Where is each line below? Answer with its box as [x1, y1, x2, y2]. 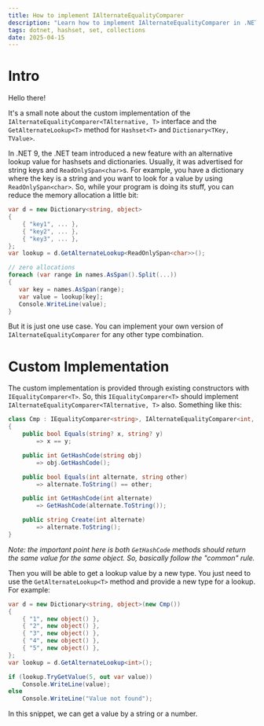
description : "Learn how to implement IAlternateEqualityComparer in [8, 19, 241, 27]
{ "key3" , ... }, [22, 235, 79, 243]
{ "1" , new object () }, [22, 614, 101, 623]
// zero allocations [8, 264, 76, 272]
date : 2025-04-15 [8, 33, 65, 42]
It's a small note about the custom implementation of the [8, 108, 191, 118]
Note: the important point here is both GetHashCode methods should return [8, 544, 246, 554]
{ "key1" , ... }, [22, 220, 79, 228]
